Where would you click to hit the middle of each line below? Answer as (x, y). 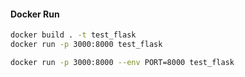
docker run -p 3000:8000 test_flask (86, 45)
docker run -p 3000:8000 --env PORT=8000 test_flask (122, 62)
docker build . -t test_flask (73, 35)
